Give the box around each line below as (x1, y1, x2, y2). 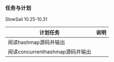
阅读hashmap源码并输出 (8, 39, 66, 46)
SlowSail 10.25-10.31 (5, 16, 48, 22)
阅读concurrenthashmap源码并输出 (8, 48, 91, 55)
